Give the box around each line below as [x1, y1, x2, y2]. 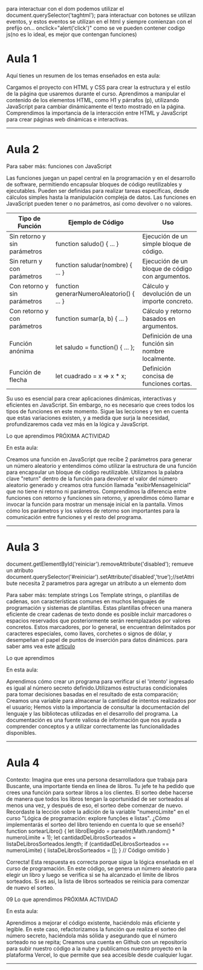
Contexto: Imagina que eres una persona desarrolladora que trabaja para [6, 776, 188, 783]
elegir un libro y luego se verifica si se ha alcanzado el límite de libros [6, 871, 179, 878]
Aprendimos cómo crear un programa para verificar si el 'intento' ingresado [6, 677, 195, 685]
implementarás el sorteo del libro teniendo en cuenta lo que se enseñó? [6, 821, 185, 828]
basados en [142, 314, 176, 323]
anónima [9, 347, 34, 355]
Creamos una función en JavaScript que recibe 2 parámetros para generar [6, 456, 192, 463]
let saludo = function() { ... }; [55, 343, 135, 351]
